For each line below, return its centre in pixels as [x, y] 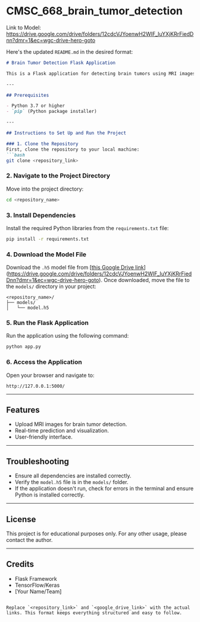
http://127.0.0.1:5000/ [36, 386]
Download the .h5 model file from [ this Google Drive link [75, 268]
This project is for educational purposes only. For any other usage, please [97, 534]
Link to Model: [24, 27]
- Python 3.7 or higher [36, 106]
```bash [16, 155]
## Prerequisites [28, 95]
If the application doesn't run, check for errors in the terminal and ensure [104, 489]
